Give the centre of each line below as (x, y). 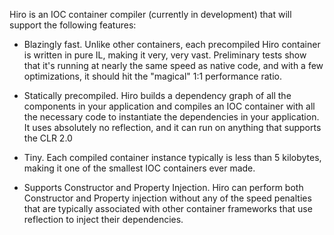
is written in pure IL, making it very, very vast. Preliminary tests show (165, 55)
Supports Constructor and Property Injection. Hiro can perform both (163, 187)
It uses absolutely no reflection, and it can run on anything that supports (172, 127)
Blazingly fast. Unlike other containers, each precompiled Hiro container (172, 44)
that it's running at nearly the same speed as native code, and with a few (173, 65)
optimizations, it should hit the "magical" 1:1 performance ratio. (153, 76)
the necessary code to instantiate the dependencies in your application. (171, 117)
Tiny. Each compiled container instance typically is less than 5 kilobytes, (172, 157)
